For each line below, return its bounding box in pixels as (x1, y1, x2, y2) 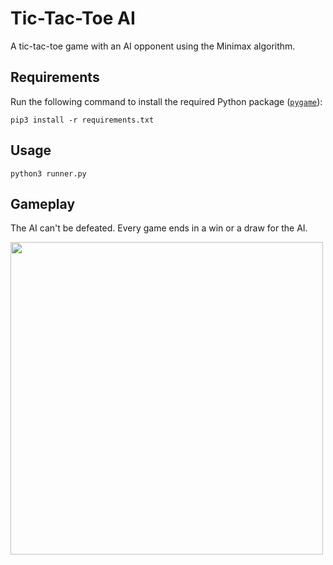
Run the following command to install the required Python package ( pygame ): (10, 95, 323, 107)
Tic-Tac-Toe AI (10, 7, 136, 30)
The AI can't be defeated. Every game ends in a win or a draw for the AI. (10, 222, 308, 234)
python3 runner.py (10, 168, 87, 179)
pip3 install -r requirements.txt (10, 115, 155, 125)
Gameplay (10, 195, 76, 212)
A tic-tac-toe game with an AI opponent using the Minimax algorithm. (10, 40, 296, 52)
